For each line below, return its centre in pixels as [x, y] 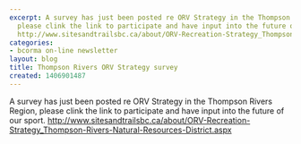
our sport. [28, 120]
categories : [31, 42]
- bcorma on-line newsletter [64, 51]
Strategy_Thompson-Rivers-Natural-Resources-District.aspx [120, 130]
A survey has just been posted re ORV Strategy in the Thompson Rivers [141, 101]
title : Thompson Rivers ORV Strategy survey [94, 68]
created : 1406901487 [48, 76]
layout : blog [34, 59]
